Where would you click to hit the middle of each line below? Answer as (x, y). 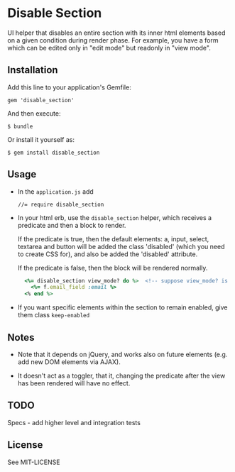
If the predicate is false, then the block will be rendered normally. (113, 268)
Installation (33, 70)
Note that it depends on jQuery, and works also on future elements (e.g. (122, 354)
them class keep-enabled (54, 315)
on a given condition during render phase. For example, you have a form (113, 40)
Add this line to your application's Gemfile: (69, 87)
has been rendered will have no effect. (74, 383)
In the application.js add (55, 191)
